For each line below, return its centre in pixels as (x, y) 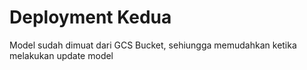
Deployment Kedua (90, 17)
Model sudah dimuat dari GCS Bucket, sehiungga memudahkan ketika (153, 45)
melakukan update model (61, 55)
